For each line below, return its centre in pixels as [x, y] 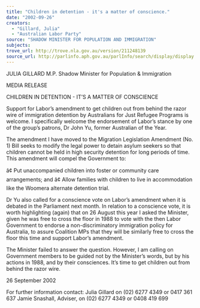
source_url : [21, 56]
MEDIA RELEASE [27, 85]
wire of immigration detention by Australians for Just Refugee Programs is [97, 115]
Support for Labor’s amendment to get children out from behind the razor [96, 108]
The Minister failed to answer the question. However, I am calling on [90, 249]
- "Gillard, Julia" [36, 29]
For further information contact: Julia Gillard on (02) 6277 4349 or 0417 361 [99, 292]
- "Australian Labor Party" [47, 34]
